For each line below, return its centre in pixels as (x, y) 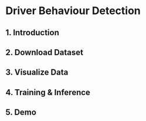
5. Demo (21, 112)
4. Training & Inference (48, 92)
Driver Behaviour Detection (73, 11)
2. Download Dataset (44, 52)
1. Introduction (32, 33)
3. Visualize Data (37, 73)
